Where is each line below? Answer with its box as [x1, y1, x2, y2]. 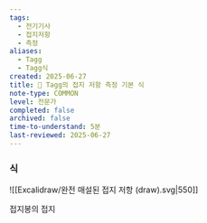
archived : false [9, 114, 71, 123]
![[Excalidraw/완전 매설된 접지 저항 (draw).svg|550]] [9, 184, 199, 195]
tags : [9, 13, 30, 23]
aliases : [9, 47, 42, 56]
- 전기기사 [17, 22, 52, 31]
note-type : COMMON [9, 88, 79, 98]
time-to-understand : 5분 [9, 123, 101, 132]
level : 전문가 [9, 97, 57, 107]
